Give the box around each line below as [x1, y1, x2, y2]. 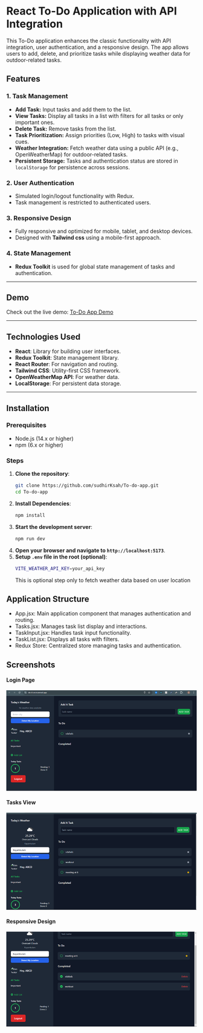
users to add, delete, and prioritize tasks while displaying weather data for [6, 50, 191, 57]
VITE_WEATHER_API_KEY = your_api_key [14, 565, 105, 572]
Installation [6, 403, 50, 413]
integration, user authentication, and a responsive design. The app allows [6, 44, 189, 51]
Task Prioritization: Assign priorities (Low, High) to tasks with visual [14, 131, 185, 138]
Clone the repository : [14, 470, 70, 478]
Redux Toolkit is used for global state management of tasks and [14, 263, 175, 270]
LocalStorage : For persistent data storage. [14, 380, 122, 387]
